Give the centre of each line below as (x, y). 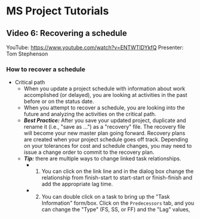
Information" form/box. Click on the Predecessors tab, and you (118, 203)
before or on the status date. (59, 101)
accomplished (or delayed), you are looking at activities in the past (105, 95)
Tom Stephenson (27, 54)
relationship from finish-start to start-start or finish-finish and (117, 178)
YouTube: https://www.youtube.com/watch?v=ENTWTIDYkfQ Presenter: (95, 47)
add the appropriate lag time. (77, 184)
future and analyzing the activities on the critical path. (90, 114)
